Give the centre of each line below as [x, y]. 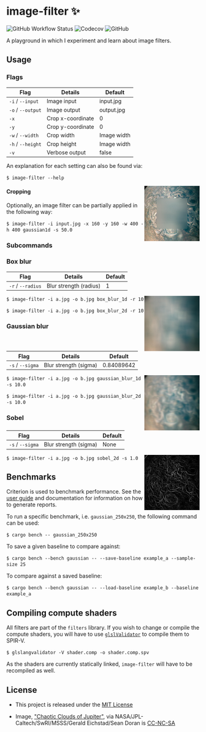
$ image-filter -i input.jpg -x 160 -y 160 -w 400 [72, 224]
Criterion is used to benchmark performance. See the [74, 492]
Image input [62, 101]
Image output [64, 110]
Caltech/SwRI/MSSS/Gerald [50, 723]
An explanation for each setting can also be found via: [74, 166]
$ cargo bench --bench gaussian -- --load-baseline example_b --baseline [103, 588]
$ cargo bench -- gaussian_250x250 [52, 535]
